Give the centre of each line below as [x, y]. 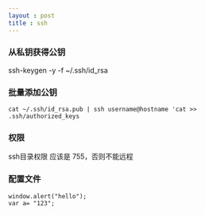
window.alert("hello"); [48, 196]
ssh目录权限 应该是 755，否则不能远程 [71, 157]
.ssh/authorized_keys [44, 116]
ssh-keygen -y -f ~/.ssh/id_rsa [58, 70]
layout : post [32, 16]
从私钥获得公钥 [37, 53]
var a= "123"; [32, 203]
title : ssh [28, 23]
